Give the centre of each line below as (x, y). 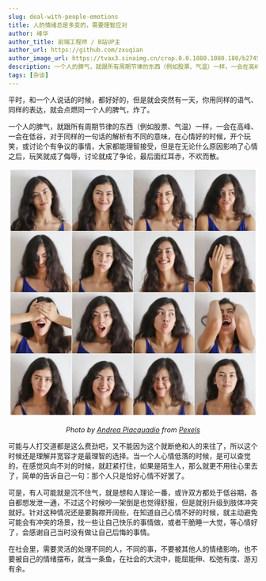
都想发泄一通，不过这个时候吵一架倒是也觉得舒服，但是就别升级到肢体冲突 (136, 502)
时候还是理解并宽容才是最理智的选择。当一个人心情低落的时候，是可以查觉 (129, 456)
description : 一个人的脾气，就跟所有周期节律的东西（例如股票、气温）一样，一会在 (129, 67)
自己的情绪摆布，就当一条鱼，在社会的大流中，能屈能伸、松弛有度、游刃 (140, 559)
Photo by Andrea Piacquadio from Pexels (133, 429)
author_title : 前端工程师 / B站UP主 (65, 42)
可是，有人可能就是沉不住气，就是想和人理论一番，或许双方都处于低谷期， (129, 492)
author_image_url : (38, 59)
